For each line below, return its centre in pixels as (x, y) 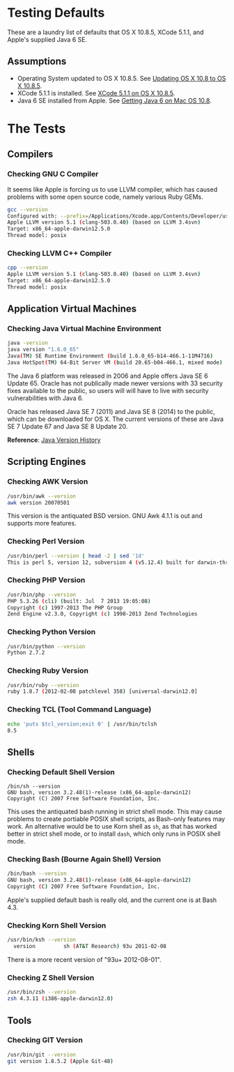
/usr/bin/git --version (42, 1055)
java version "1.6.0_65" (43, 350)
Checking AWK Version (48, 482)
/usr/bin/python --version (46, 646)
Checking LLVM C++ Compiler (60, 253)
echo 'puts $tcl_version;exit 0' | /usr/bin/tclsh (82, 724)
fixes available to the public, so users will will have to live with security (108, 390)
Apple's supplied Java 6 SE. (47, 39)
